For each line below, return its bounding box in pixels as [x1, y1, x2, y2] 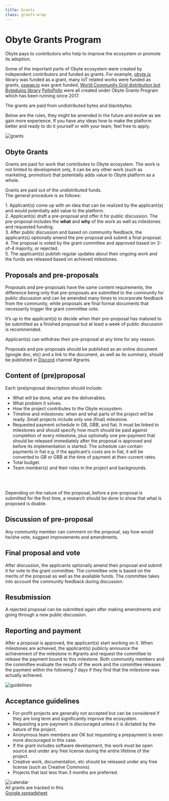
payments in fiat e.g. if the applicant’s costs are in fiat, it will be [12, 448, 144, 454]
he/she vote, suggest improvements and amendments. [5, 534, 119, 540]
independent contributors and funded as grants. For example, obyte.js [5, 71, 151, 78]
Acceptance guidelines [5, 697, 80, 705]
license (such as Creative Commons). [12, 764, 91, 770]
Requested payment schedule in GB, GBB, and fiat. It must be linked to [12, 422, 159, 428]
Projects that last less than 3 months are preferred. [12, 769, 119, 775]
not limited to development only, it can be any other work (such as [5, 167, 143, 173]
